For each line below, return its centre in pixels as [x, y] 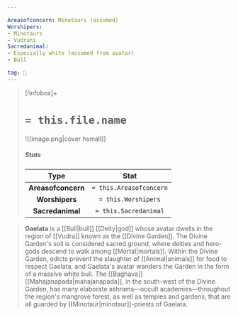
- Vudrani [22, 40]
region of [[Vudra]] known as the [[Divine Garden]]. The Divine [116, 236]
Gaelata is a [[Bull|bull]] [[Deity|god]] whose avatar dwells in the [119, 228]
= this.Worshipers [130, 199]
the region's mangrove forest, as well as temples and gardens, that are [127, 297]
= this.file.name [76, 120]
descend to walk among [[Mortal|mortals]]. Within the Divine [130, 251]
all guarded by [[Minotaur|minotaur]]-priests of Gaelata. [106, 304]
